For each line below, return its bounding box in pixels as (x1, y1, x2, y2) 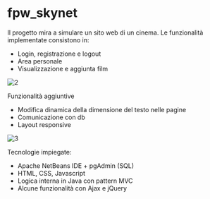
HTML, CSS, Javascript (17, 169, 86, 177)
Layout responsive (17, 120, 72, 128)
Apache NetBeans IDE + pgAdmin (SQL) (17, 161, 135, 170)
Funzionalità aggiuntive (7, 92, 75, 100)
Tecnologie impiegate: (7, 147, 72, 156)
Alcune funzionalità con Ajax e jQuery (17, 183, 128, 192)
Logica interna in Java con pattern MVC (17, 176, 133, 185)
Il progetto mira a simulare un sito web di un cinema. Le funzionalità (7, 28, 204, 37)
